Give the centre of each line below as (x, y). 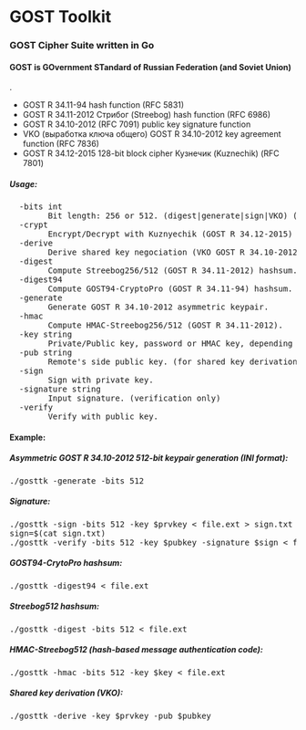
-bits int (41, 207)
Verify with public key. (103, 417)
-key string (46, 334)
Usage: (24, 183)
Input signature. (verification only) (134, 398)
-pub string (46, 353)
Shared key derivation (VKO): (66, 693)
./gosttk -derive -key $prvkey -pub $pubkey (111, 715)
